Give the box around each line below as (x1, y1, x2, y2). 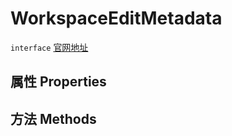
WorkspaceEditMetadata (10, 7, 223, 30)
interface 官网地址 (10, 41, 89, 53)
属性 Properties (10, 73, 107, 91)
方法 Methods (10, 110, 97, 127)
